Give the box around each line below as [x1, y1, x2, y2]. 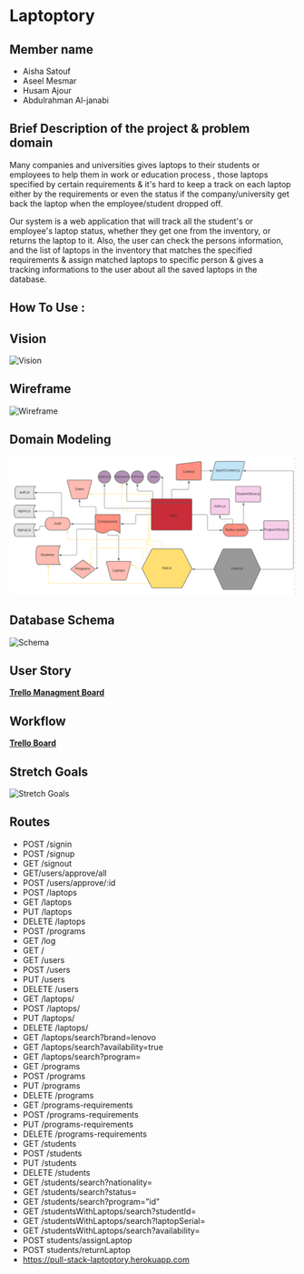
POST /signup [22, 848, 75, 859]
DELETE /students [22, 1167, 91, 1178]
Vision [9, 331, 47, 346]
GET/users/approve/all [22, 868, 107, 878]
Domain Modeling [9, 432, 112, 447]
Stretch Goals [9, 764, 89, 779]
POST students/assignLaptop [22, 1234, 133, 1246]
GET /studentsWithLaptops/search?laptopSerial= [22, 1215, 206, 1226]
